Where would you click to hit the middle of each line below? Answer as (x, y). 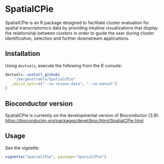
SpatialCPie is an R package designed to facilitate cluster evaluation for (77, 23)
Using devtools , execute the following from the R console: (64, 65)
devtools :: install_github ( (33, 75)
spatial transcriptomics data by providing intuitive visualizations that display (82, 27)
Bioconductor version (39, 103)
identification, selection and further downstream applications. (67, 38)
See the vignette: (22, 148)
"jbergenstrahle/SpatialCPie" (45, 79)
